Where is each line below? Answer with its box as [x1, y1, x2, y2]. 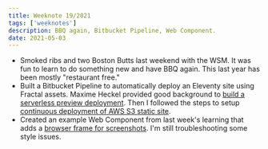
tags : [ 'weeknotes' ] [8, 19, 78, 27]
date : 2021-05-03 [8, 33, 66, 42]
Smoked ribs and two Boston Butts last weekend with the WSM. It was [19, 56, 252, 65]
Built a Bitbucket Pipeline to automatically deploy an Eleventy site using [19, 81, 254, 91]
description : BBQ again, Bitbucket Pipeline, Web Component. [8, 26, 217, 34]
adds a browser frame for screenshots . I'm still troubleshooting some [19, 124, 248, 133]
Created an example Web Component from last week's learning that [19, 115, 244, 124]
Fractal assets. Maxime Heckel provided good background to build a [19, 89, 246, 100]
